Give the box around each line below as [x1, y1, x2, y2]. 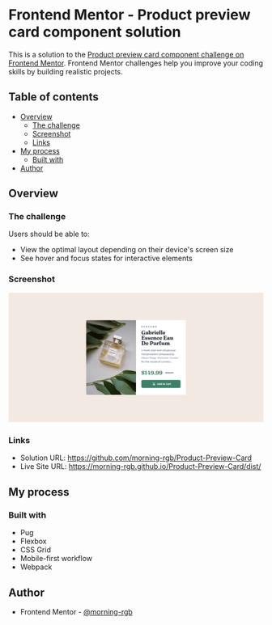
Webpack [19, 562, 53, 572]
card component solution [8, 23, 181, 41]
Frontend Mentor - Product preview [8, 6, 251, 24]
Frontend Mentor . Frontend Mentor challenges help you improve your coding [8, 58, 264, 68]
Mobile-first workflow [19, 554, 93, 564]
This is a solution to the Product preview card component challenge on [8, 49, 244, 59]
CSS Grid [19, 545, 51, 555]
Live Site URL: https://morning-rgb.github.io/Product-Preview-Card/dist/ [19, 462, 261, 471]
